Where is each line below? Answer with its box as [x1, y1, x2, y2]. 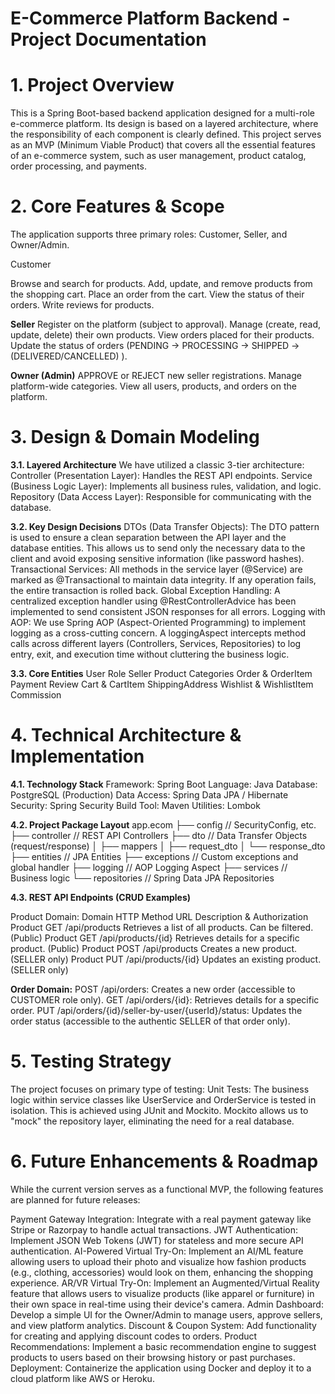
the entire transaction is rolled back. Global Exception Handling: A [10, 585, 281, 596]
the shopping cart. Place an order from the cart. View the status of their [10, 288, 305, 301]
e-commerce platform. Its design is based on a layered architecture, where [10, 118, 319, 130]
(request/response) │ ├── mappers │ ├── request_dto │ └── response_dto [10, 840, 326, 852]
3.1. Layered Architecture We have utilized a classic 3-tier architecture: [10, 459, 305, 471]
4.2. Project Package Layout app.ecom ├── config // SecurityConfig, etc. [10, 818, 317, 831]
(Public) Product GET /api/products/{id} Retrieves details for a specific [10, 932, 300, 944]
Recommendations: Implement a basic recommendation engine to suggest [10, 1340, 317, 1352]
